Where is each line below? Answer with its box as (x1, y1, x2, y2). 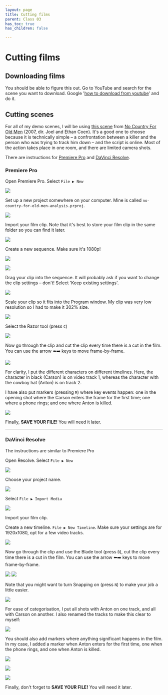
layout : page (5, 7, 32, 13)
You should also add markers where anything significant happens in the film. (5, 635, 163, 641)
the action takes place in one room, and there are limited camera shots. (5, 145, 151, 151)
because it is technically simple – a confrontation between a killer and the (5, 134, 156, 140)
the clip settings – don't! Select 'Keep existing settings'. (5, 280, 119, 286)
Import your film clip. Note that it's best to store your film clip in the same (5, 222, 156, 228)
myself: (5, 616, 21, 622)
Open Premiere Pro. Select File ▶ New (5, 178, 83, 184)
